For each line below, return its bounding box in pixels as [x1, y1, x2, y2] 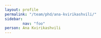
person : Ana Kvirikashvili [4, 26, 61, 31]
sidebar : [4, 16, 23, 21]
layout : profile [4, 7, 38, 12]
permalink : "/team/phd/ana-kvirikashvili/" [4, 12, 97, 17]
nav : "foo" [22, 21, 45, 26]
